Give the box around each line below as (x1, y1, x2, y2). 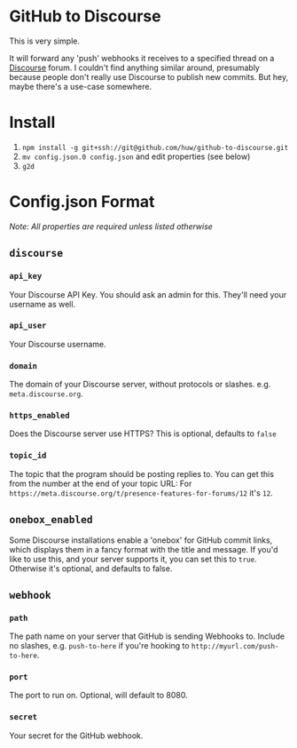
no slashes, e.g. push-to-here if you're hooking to (9, 641, 190, 651)
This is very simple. (9, 36, 81, 46)
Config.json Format (9, 192, 155, 212)
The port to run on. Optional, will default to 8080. (9, 690, 188, 701)
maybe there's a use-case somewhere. (9, 81, 152, 92)
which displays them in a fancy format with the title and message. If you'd (9, 544, 278, 554)
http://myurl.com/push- (191, 642, 279, 651)
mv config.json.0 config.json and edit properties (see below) (21, 151, 251, 162)
